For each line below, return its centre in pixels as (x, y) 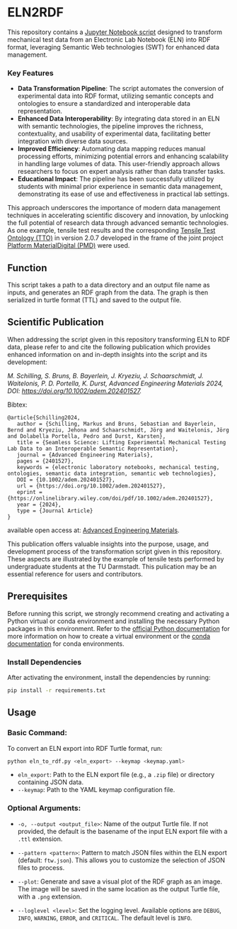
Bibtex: (18, 405)
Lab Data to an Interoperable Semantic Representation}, (93, 449)
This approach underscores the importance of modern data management (114, 208)
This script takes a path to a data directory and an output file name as (109, 285)
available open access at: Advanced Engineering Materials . (93, 530)
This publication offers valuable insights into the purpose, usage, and (108, 544)
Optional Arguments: (44, 808)
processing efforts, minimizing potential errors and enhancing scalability (123, 156)
